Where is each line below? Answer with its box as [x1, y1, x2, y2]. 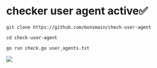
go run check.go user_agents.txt [6, 45, 90, 51]
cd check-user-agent [6, 35, 58, 41]
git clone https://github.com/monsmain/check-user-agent [6, 24, 152, 30]
